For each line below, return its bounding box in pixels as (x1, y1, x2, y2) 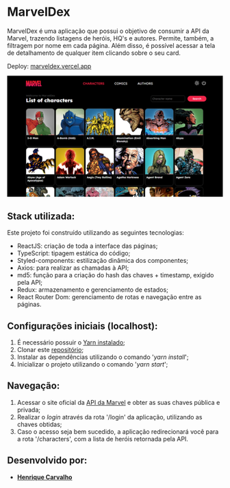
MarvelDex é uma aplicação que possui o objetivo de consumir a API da (7, 27, 210, 35)
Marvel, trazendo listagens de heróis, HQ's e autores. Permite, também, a (7, 34, 214, 42)
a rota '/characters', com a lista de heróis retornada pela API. (16, 434, 188, 443)
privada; (16, 406, 41, 414)
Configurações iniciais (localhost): (7, 320, 158, 332)
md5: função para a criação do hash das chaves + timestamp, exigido (16, 271, 214, 279)
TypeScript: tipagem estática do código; (16, 249, 131, 257)
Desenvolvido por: (7, 454, 88, 467)
